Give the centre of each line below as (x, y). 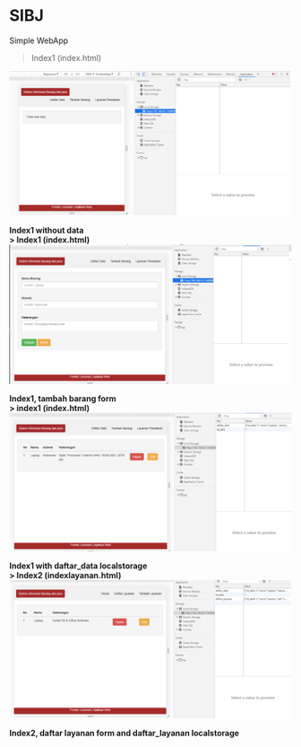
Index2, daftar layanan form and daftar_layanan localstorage (125, 734)
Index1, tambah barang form (63, 398)
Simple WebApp (39, 40)
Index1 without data (47, 231)
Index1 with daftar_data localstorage (78, 566)
